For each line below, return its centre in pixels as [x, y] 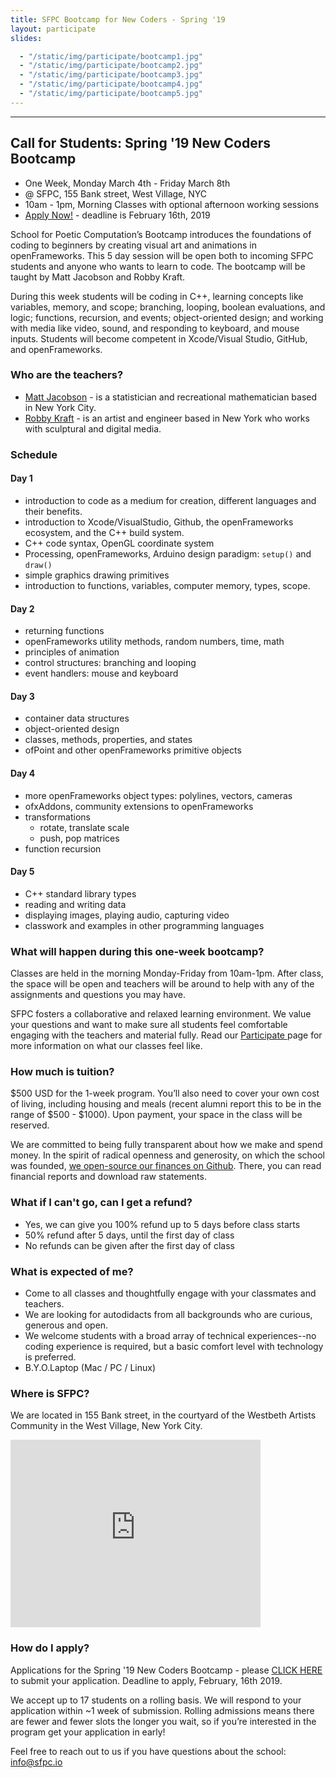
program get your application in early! [88, 1732]
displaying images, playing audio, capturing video [127, 915]
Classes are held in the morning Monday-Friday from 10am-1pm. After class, [167, 973]
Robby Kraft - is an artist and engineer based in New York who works [167, 418]
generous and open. [66, 1325]
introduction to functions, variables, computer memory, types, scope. [167, 585]
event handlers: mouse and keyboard [101, 673]
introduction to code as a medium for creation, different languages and [170, 500]
